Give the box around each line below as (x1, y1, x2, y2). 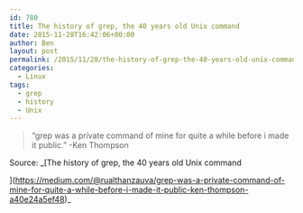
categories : (9, 64, 54, 73)
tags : (9, 80, 30, 89)
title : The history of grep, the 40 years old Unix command (9, 22, 241, 31)
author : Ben (9, 38, 54, 48)
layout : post (9, 47, 59, 56)
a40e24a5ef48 (9, 194, 65, 205)
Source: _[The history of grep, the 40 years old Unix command (9, 157, 242, 168)
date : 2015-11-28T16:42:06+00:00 (9, 30, 135, 39)
